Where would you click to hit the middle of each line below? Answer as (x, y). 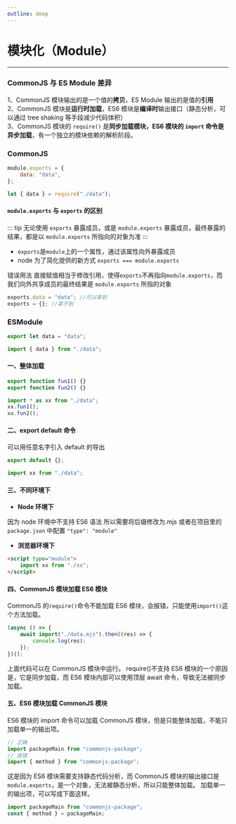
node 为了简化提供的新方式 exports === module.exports (98, 260)
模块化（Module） (61, 51)
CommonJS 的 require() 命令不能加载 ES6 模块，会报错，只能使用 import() (115, 606)
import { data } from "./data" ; (54, 349)
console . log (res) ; (59, 640)
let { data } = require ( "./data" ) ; (59, 194)
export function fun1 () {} (47, 381)
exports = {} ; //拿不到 (40, 304)
